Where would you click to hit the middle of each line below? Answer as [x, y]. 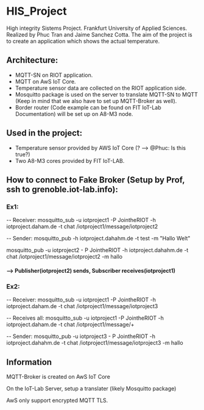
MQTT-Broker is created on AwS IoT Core [58, 376]
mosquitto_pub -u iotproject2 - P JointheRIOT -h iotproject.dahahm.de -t [97, 250]
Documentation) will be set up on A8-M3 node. [74, 113]
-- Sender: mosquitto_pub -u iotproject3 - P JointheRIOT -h [81, 336]
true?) [23, 154]
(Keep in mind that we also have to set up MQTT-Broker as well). [96, 101]
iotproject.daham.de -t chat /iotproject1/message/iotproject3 [82, 306]
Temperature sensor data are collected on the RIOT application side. [101, 88]
